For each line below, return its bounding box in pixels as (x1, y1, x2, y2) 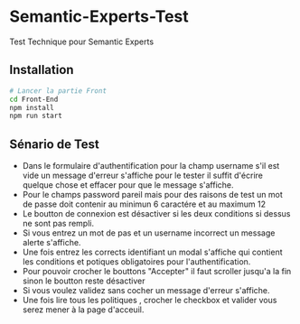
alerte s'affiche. (22, 237, 81, 248)
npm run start (9, 111, 63, 121)
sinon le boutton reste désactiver (22, 275, 145, 286)
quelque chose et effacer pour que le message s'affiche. (22, 180, 234, 190)
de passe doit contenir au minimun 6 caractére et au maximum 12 (22, 199, 267, 209)
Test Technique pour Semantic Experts (9, 36, 155, 47)
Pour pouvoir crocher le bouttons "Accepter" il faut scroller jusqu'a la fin (22, 266, 292, 277)
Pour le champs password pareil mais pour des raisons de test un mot (22, 190, 283, 200)
